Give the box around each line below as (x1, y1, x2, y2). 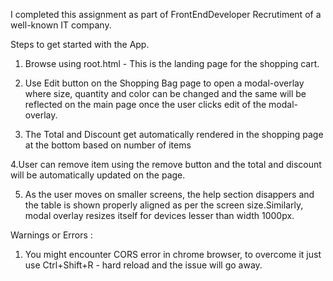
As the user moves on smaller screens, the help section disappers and (24, 189, 315, 200)
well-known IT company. (10, 19, 112, 31)
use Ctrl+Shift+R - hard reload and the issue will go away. (24, 259, 263, 271)
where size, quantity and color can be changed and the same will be (24, 88, 307, 99)
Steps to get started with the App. (10, 39, 150, 50)
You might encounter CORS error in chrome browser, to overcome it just (24, 249, 322, 260)
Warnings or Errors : (10, 229, 93, 241)
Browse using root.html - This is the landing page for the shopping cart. (24, 58, 320, 69)
